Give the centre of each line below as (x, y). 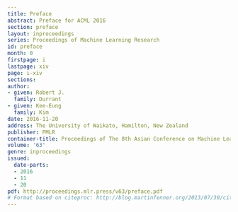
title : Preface (30, 14)
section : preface (33, 27)
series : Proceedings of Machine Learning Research (84, 40)
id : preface (25, 47)
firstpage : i (27, 60)
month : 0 (20, 54)
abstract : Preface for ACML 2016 (57, 20)
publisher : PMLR (31, 132)
